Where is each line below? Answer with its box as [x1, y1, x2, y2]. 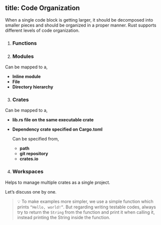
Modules [12, 53, 34, 59]
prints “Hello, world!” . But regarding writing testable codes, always [17, 204, 156, 210]
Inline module [12, 74, 41, 80]
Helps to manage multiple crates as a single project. [5, 179, 111, 185]
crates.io [19, 156, 38, 162]
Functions [12, 39, 37, 46]
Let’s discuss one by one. [5, 189, 57, 195]
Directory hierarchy [12, 84, 53, 90]
